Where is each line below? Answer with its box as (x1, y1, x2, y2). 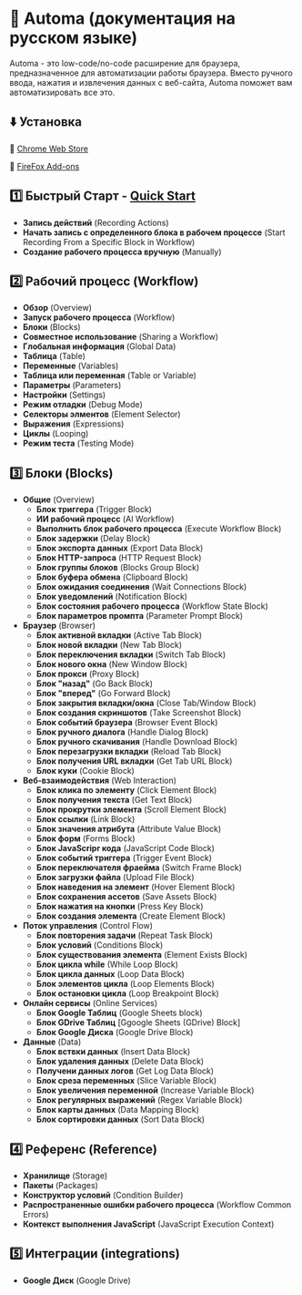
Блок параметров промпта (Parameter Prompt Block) (35, 611, 244, 622)
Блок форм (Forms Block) (35, 833, 136, 844)
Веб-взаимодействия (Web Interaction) (22, 775, 177, 786)
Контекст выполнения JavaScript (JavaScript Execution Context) (22, 1218, 275, 1229)
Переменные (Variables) (22, 360, 119, 372)
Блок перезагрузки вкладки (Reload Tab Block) (35, 746, 222, 757)
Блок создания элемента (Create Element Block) (35, 910, 226, 921)
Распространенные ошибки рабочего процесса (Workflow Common (22, 1199, 292, 1210)
